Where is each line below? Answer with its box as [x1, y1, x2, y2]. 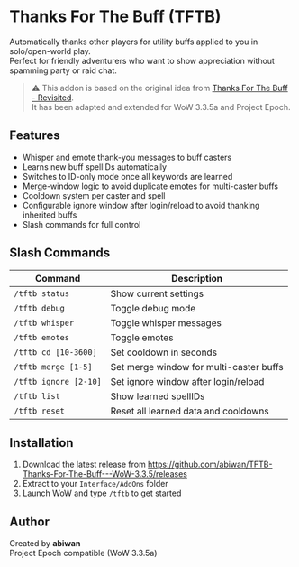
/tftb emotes [14, 332, 70, 342]
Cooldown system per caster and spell [22, 190, 166, 200]
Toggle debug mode [110, 302, 196, 314]
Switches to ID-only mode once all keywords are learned [22, 171, 233, 181]
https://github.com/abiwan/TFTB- [147, 459, 273, 470]
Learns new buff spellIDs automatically [22, 161, 168, 172]
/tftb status [14, 288, 70, 299]
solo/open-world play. [9, 45, 92, 56]
